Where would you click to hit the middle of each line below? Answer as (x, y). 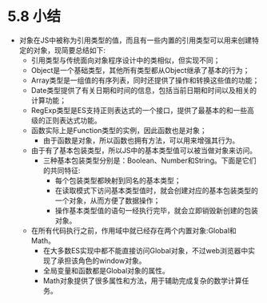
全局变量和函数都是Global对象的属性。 (106, 270)
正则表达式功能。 (73, 120)
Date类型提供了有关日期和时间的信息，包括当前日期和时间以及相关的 (144, 90)
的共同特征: (62, 170)
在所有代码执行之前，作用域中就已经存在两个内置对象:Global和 (133, 230)
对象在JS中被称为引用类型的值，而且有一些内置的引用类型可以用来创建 (135, 40)
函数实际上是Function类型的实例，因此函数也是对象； (119, 130)
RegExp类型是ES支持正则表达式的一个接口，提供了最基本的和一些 (139, 110)
